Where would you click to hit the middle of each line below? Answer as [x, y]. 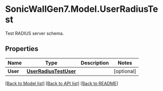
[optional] [125, 71]
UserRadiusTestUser [51, 71]
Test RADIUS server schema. [35, 33]
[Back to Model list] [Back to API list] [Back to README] [62, 83]
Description [95, 63]
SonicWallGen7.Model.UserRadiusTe [81, 9]
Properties [22, 49]
